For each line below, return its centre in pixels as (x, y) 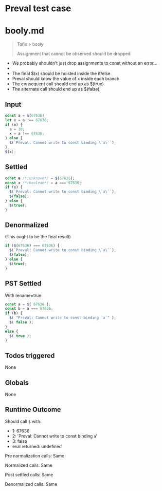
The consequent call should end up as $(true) (58, 84)
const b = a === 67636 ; (29, 309)
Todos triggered (30, 355)
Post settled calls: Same (29, 474)
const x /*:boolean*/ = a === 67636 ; (43, 183)
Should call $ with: (23, 421)
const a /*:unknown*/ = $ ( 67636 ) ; (40, 178)
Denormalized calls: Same (31, 484)
